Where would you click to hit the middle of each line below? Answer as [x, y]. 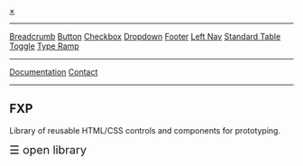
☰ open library [48, 150]
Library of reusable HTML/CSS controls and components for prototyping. [145, 130]
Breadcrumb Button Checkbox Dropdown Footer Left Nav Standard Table [145, 37]
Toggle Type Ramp [44, 46]
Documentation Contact [54, 72]
